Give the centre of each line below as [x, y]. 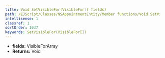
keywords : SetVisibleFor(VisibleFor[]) [46, 32]
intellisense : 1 [22, 19]
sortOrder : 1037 [22, 28]
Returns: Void [26, 51]
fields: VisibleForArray [35, 46]
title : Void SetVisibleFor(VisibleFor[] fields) [56, 10]
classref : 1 [17, 23]
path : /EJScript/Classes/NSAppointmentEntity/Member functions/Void [77, 14]
